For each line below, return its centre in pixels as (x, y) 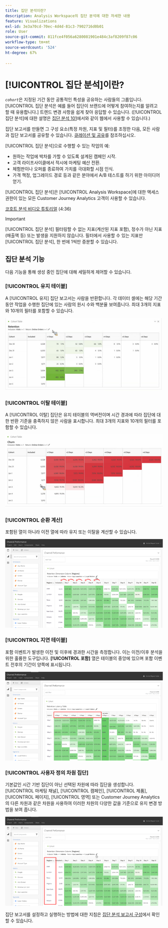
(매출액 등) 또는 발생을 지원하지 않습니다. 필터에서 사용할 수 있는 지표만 (74, 235)
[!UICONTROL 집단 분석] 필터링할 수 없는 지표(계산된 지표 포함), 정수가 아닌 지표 (84, 229)
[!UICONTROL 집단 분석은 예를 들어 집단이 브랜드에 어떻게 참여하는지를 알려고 (81, 106)
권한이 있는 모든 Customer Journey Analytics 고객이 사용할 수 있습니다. (76, 198)
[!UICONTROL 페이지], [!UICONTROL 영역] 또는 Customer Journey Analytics (82, 797)
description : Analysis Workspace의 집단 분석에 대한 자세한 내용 (68, 16)
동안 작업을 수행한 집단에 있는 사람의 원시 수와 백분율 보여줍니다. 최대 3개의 (78, 304)
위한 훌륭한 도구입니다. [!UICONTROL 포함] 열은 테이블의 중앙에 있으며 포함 (79, 658)
